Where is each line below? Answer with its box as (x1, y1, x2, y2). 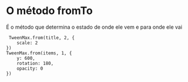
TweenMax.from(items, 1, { (6, 50, 72, 56)
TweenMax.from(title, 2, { (8, 35, 75, 40)
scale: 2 (16, 40, 38, 46)
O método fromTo (6, 4, 93, 18)
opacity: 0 (16, 66, 43, 71)
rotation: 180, (16, 60, 54, 66)
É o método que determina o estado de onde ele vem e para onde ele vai (6, 23, 183, 30)
